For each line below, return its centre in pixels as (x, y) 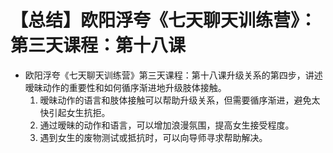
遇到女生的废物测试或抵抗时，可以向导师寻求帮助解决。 (153, 137)
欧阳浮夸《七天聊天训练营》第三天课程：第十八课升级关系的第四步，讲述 (173, 75)
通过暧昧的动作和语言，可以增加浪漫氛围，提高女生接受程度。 (167, 125)
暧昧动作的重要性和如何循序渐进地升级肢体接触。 (125, 87)
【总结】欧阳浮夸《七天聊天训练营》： (164, 20)
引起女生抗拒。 (79, 112)
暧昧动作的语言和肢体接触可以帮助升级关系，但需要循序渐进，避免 (175, 100)
